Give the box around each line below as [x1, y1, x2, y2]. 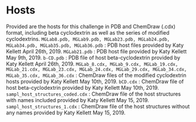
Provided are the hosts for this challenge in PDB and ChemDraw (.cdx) [6, 23, 176, 30]
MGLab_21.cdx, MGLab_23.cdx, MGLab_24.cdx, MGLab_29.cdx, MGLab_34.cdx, [6, 66, 187, 72]
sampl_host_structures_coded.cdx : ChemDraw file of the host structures [6, 90, 181, 97]
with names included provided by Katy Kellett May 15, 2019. [6, 96, 149, 103]
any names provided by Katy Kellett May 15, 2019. [6, 109, 126, 116]
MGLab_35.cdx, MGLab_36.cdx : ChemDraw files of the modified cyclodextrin [6, 72, 187, 79]
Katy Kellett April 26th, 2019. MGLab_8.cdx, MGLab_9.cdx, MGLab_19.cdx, [6, 60, 178, 67]
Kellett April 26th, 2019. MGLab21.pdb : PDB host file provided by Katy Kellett [6, 48, 187, 55]
